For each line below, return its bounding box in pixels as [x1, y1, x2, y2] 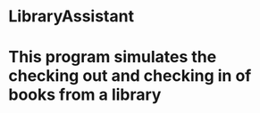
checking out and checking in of [8, 66, 252, 86]
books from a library [8, 85, 162, 105]
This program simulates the [8, 47, 217, 68]
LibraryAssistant [8, 6, 135, 27]
